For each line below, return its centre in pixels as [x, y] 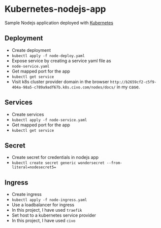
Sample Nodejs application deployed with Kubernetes [59, 23]
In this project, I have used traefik [47, 210]
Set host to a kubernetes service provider [54, 215]
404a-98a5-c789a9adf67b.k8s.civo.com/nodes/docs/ [64, 87]
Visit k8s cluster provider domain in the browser [60, 81]
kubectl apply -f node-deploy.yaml [48, 56]
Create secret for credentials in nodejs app [55, 157]
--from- [114, 163]
